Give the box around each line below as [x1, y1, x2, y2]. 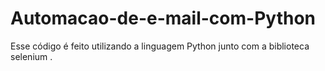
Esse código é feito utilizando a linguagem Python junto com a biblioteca [10, 40, 310, 52]
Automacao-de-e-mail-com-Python [10, 7, 316, 30]
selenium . [10, 50, 53, 62]
